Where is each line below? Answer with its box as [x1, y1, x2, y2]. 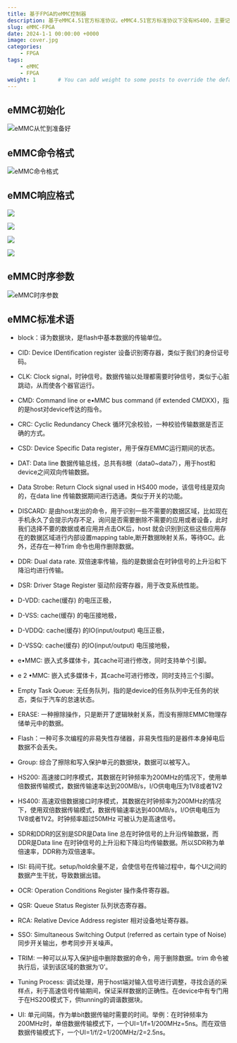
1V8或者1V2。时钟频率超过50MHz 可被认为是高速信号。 [17, 814, 180, 823]
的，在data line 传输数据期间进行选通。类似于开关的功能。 [17, 492, 187, 500]
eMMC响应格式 [7, 190, 75, 202]
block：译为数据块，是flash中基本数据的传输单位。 [17, 333, 166, 342]
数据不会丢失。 [17, 743, 61, 751]
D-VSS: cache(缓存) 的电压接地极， [17, 611, 121, 620]
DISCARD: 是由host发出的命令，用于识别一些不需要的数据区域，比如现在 [17, 507, 228, 515]
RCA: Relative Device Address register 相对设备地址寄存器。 [17, 916, 193, 925]
